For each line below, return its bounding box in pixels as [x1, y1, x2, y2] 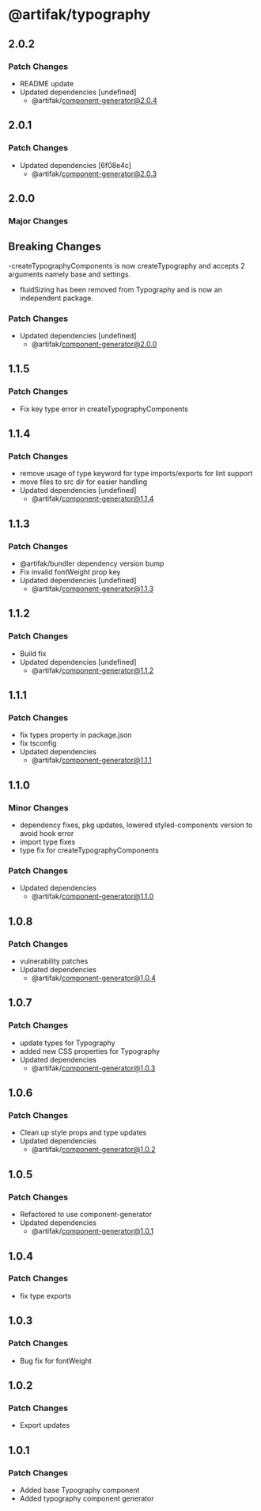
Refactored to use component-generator [19, 1210, 153, 1219]
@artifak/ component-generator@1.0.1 [31, 1227, 154, 1236]
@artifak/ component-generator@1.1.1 [31, 755, 152, 765]
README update [19, 78, 74, 88]
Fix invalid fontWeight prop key [19, 567, 121, 577]
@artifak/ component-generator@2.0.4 [31, 95, 157, 105]
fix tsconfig [19, 738, 57, 748]
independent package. [19, 293, 93, 303]
